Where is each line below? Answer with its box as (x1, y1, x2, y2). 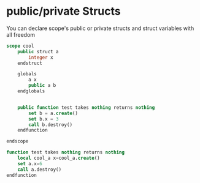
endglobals (17, 88, 45, 94)
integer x (28, 54, 53, 61)
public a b (28, 83, 56, 89)
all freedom (6, 31, 36, 38)
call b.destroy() (28, 121, 72, 128)
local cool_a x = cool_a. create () (17, 155, 100, 162)
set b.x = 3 (28, 116, 60, 122)
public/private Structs (6, 4, 121, 18)
